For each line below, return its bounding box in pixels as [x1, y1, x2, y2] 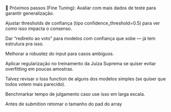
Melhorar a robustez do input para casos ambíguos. [5, 51, 114, 57]
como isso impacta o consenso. [5, 25, 72, 32]
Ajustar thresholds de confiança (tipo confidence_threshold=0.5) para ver [5, 20, 160, 26]
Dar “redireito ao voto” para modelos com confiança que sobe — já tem [5, 36, 156, 41]
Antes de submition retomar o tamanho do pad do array [5, 101, 123, 107]
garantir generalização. [5, 10, 55, 16]
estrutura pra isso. [5, 41, 44, 47]
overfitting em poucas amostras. [5, 66, 74, 72]
